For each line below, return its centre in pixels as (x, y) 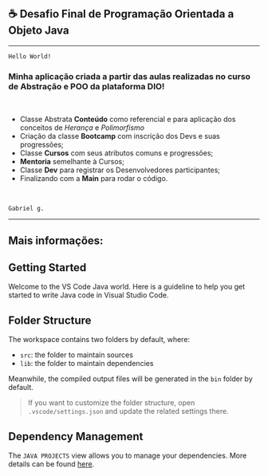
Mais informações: (56, 240)
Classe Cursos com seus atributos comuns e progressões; (116, 153)
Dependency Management (76, 437)
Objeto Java (39, 31)
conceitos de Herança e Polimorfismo (82, 128)
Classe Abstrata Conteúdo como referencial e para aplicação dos (128, 120)
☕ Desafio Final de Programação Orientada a (121, 14)
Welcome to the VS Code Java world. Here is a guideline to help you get (127, 287)
